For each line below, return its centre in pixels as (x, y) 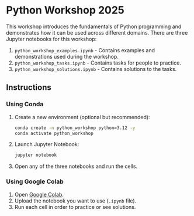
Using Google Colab (35, 181)
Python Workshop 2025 (65, 10)
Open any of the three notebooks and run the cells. (76, 166)
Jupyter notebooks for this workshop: (51, 39)
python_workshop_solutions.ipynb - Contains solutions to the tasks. (96, 69)
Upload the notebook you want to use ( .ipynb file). (75, 201)
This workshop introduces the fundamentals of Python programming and (94, 26)
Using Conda (25, 104)
